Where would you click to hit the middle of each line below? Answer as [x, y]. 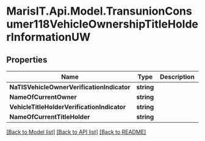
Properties [27, 60]
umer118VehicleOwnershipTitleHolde [103, 24]
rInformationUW [49, 37]
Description [177, 77]
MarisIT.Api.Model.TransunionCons [99, 11]
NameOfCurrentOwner [43, 97]
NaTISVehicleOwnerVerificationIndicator [70, 87]
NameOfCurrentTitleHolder [50, 117]
